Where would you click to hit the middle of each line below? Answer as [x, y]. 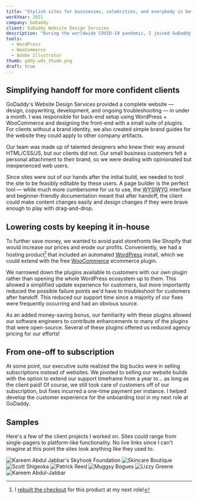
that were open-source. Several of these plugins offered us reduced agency [98, 327]
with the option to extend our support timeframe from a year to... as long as [98, 379]
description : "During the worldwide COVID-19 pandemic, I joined [88, 34]
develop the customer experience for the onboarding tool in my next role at [97, 397]
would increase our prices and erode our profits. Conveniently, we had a [94, 247]
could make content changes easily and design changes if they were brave [97, 202]
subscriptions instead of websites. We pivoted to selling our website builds [97, 372]
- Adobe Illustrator [37, 55]
